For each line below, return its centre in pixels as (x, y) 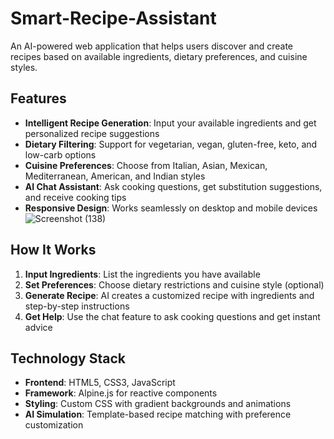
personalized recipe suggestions (92, 133)
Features (38, 98)
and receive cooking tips (75, 197)
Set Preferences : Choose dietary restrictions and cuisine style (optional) (174, 284)
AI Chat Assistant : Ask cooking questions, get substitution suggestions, (173, 186)
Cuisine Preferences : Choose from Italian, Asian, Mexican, (146, 165)
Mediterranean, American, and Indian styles (115, 176)
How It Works (53, 250)
